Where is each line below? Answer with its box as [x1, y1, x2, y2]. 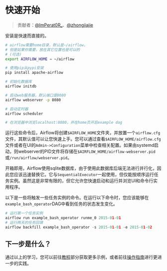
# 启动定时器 [5, 106, 28, 111]
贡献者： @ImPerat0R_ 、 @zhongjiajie [17, 22, 93, 28]
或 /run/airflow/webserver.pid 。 [5, 155, 72, 161]
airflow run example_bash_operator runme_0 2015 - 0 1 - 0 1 [5, 216, 121, 221]
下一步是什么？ [5, 240, 51, 249]
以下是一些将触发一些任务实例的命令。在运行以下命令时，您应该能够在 [5, 195, 149, 201]
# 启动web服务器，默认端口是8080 [5, 93, 66, 98]
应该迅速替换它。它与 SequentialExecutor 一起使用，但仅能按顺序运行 [13, 172, 154, 178]
